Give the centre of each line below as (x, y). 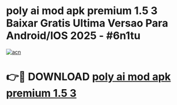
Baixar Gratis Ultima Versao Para (87, 23)
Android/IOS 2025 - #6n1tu (74, 36)
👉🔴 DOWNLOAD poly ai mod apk (88, 77)
